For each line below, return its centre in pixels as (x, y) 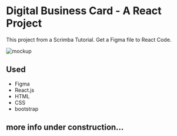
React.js (24, 90)
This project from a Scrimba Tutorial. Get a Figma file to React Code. (89, 39)
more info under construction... (65, 127)
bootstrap (26, 109)
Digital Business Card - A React (84, 11)
